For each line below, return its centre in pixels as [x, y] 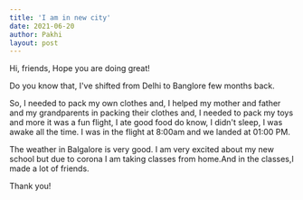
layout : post [34, 43]
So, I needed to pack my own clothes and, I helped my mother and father [145, 104]
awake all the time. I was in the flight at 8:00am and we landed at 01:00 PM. [150, 132]
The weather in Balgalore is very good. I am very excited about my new [142, 150]
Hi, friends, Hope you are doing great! [80, 68]
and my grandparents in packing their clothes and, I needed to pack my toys [151, 113]
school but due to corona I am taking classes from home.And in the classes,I [151, 159]
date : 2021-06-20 [42, 26]
